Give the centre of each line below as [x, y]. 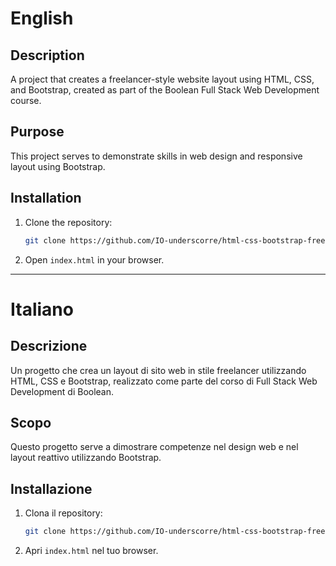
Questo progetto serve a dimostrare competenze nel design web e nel [154, 447]
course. [26, 100]
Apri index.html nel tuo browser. [91, 550]
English [42, 18]
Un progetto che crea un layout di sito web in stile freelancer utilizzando [158, 370]
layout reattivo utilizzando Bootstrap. [86, 458]
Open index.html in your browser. [94, 259]
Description [47, 55]
